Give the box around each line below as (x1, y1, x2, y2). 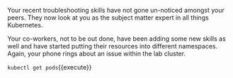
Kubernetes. (7, 21, 43, 29)
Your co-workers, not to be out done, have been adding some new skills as (7, 34, 227, 43)
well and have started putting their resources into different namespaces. (7, 42, 218, 50)
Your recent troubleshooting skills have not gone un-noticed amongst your (7, 6, 225, 14)
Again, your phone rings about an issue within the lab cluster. (7, 49, 186, 58)
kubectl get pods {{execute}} (7, 63, 92, 71)
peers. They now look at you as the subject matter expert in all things (7, 13, 209, 22)
